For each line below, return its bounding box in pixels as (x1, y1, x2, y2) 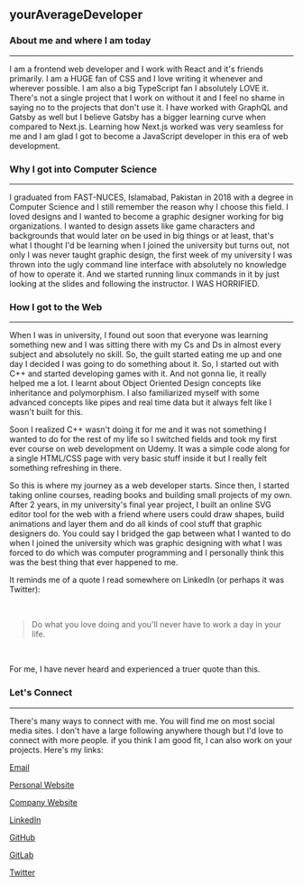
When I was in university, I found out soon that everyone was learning (9, 330, 269, 341)
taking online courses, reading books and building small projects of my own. (9, 490, 293, 501)
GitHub (9, 832, 36, 843)
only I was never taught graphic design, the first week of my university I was (9, 249, 293, 260)
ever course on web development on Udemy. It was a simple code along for (9, 443, 290, 455)
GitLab (9, 849, 34, 860)
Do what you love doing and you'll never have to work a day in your (31, 619, 281, 630)
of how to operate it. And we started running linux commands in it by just (9, 269, 280, 279)
